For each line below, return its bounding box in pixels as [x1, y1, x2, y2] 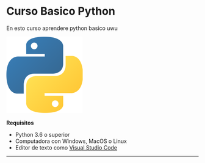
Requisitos [6, 119, 34, 126]
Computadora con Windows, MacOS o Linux [15, 137, 127, 145]
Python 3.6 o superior [15, 131, 70, 138]
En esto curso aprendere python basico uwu [6, 24, 118, 32]
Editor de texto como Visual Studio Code [15, 143, 118, 151]
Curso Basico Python [6, 4, 116, 18]
